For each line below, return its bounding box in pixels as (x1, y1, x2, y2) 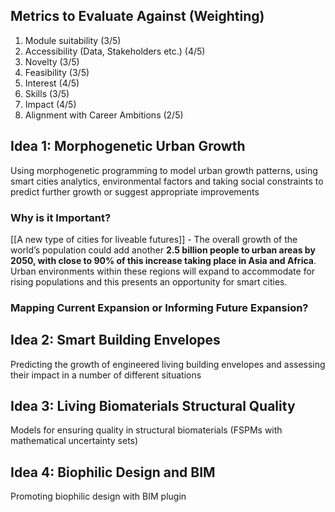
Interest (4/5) (24, 77, 80, 89)
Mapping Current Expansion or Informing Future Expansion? (10, 300, 309, 314)
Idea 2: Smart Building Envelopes (10, 332, 221, 349)
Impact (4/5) (24, 98, 77, 110)
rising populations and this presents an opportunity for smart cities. (10, 275, 288, 288)
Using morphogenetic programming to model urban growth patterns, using (10, 164, 318, 176)
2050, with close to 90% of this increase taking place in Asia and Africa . (10, 254, 317, 266)
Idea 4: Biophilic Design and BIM (10, 464, 216, 481)
